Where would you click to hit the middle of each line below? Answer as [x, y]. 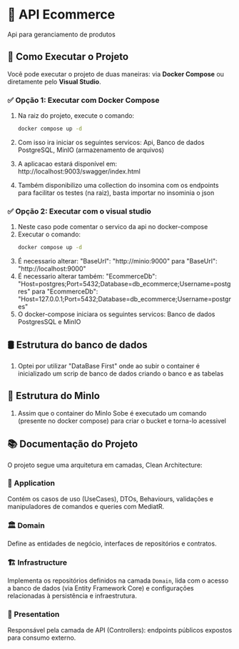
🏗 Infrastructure [37, 563]
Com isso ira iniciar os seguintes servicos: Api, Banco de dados [111, 142]
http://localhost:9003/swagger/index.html [79, 171]
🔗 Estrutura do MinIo [54, 396]
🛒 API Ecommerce [61, 15]
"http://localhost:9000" [52, 269]
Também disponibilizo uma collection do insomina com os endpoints [118, 185]
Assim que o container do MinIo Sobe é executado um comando [112, 413]
